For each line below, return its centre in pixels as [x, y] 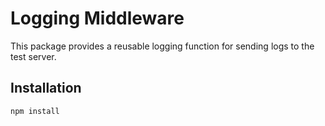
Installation [46, 88]
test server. [33, 56]
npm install [35, 111]
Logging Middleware [97, 18]
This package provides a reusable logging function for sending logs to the [162, 46]
